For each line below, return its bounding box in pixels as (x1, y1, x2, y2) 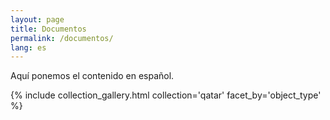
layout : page (10, 14, 65, 25)
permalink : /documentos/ (10, 33, 114, 43)
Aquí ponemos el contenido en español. (10, 70, 175, 82)
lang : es (10, 42, 47, 53)
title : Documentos (10, 24, 87, 34)
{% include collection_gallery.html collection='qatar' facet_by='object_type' (10, 89, 322, 101)
